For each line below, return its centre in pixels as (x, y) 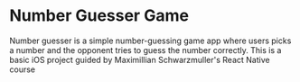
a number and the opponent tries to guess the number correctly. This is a (145, 50)
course (23, 69)
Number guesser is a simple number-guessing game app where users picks (150, 41)
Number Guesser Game (99, 16)
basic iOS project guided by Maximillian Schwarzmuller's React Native (140, 59)
